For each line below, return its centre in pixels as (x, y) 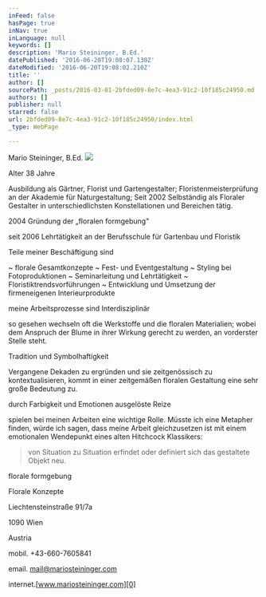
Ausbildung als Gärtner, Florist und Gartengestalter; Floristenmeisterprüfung (133, 188)
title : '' (25, 75)
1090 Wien (26, 522)
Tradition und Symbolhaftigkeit (59, 356)
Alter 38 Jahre (32, 173)
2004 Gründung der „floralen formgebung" (79, 221)
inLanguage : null (37, 38)
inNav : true (28, 30)
